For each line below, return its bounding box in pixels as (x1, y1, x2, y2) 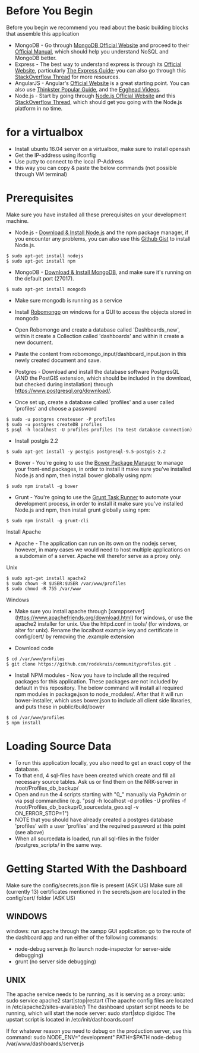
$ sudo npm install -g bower (6, 483, 78, 489)
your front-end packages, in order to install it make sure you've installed (14, 465, 191, 472)
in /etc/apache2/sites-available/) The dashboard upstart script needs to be (6, 1003, 189, 1011)
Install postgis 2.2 (14, 437, 58, 444)
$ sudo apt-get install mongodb (6, 286, 86, 292)
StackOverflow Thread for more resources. (14, 73, 121, 80)
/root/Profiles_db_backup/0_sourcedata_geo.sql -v (14, 803, 139, 811)
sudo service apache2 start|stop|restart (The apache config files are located (6, 997, 194, 1004)
